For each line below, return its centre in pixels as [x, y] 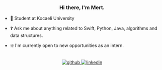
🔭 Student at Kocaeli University [42, 18]
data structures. [26, 35]
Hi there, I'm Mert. [82, 7]
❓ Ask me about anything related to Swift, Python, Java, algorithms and [84, 28]
